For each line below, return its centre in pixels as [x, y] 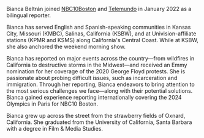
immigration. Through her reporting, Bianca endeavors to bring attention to [100, 84]
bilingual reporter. [28, 15]
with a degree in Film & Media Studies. [55, 129]
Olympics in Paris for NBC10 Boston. [52, 104]
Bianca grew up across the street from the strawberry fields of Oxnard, [96, 116]
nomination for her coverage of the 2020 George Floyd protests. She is [96, 71]
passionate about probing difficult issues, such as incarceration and [92, 78]
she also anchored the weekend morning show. [66, 46]
